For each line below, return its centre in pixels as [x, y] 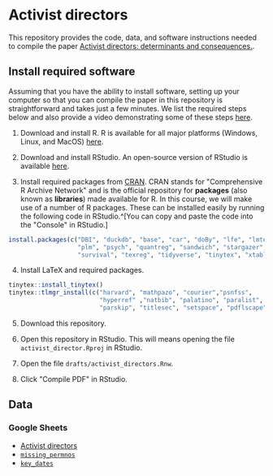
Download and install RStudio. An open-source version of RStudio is [134, 157]
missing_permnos [48, 455]
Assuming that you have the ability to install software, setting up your [124, 91]
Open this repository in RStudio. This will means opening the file [128, 339]
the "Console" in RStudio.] [64, 224]
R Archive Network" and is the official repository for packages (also [134, 190]
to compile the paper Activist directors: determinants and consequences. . [132, 45]
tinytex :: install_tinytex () [56, 285]
